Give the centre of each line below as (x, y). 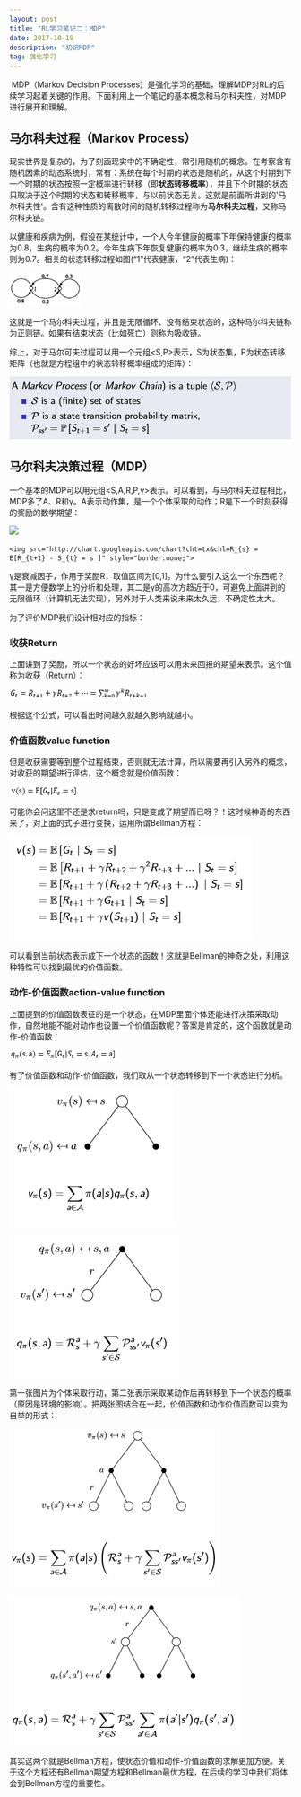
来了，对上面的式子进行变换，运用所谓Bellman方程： (107, 823)
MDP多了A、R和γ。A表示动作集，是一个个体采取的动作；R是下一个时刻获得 (149, 501)
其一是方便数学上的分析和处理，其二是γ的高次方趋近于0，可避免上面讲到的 (147, 587)
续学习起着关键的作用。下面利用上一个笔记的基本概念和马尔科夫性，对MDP (148, 96)
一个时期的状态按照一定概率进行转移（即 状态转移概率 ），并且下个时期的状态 (149, 183)
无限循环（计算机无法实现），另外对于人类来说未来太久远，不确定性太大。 (145, 598)
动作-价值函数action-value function (87, 993)
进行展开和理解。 (41, 107)
